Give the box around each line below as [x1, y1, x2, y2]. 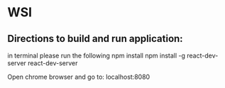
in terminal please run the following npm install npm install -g [7, 51, 186, 60]
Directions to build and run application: [7, 33, 183, 45]
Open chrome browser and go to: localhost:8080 [7, 72, 150, 81]
